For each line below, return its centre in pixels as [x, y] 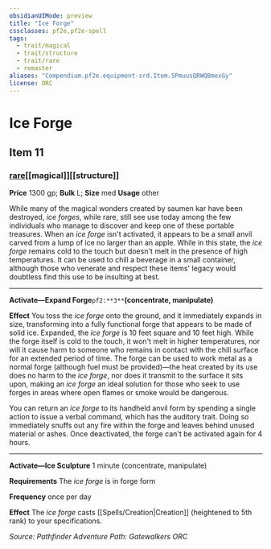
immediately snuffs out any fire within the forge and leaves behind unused [132, 425]
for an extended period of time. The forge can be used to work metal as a [131, 358]
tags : [18, 38]
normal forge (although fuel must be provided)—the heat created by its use [133, 367]
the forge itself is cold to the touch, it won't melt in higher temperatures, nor [135, 341]
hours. [20, 443]
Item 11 [27, 153]
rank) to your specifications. [56, 521]
